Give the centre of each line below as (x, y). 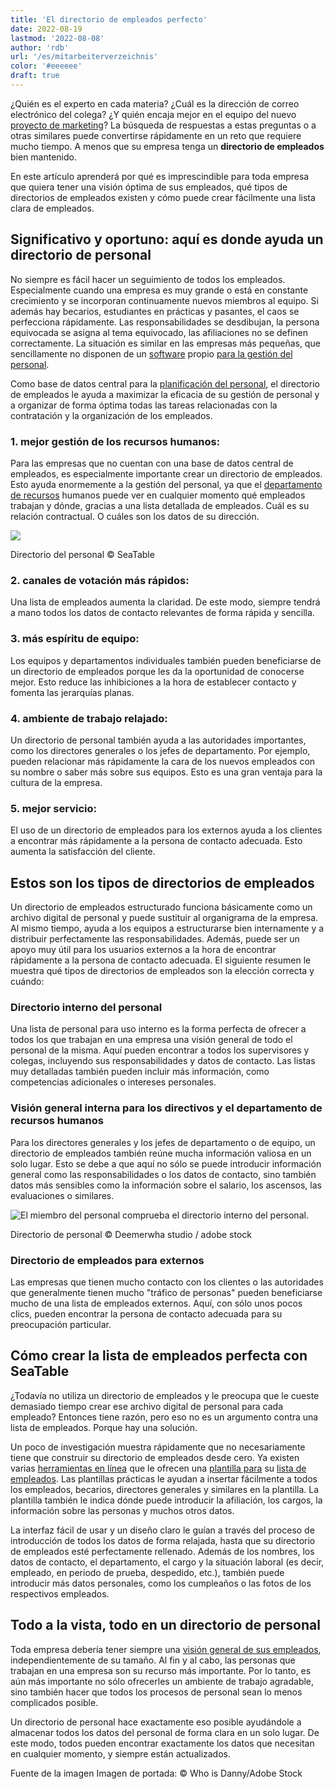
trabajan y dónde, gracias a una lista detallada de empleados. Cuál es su (160, 505)
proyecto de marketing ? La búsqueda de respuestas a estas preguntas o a (163, 125)
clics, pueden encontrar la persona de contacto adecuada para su (146, 1313)
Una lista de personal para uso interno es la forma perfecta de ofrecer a (158, 1029)
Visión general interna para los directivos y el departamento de (166, 1108)
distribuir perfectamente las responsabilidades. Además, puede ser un (155, 938)
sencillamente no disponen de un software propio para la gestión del (151, 353)
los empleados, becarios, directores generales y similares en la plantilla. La (165, 1489)
